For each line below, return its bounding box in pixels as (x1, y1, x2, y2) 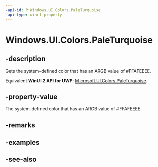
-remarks (5, 121, 35, 129)
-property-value (5, 92, 58, 101)
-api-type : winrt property (5, 12, 62, 17)
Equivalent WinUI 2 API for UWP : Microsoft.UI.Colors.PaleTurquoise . (5, 77, 148, 84)
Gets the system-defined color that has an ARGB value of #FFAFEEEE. (5, 68, 151, 74)
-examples (5, 138, 40, 147)
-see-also (5, 155, 37, 164)
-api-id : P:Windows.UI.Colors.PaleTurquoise (5, 7, 101, 13)
